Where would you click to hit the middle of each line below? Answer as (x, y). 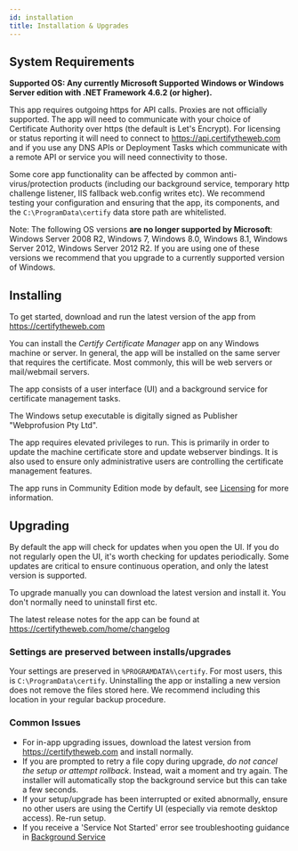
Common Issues (45, 723)
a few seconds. (50, 790)
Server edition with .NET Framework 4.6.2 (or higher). (111, 93)
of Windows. (32, 267)
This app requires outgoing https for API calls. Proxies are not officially (138, 110)
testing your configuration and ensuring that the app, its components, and (145, 203)
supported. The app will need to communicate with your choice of (130, 119)
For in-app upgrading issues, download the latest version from (137, 742)
